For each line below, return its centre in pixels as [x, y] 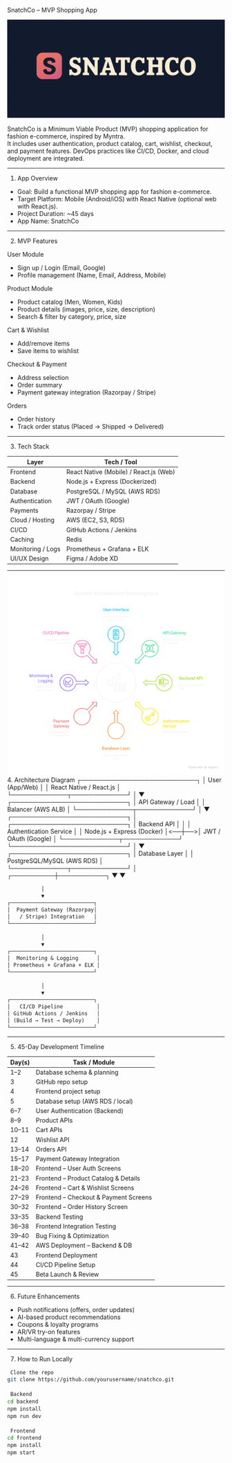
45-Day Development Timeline [61, 1047]
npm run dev [24, 1416]
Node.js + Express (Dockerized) [112, 482]
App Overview [38, 179]
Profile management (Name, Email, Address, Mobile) [91, 275]
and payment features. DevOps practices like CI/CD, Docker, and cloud [108, 151]
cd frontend [24, 1438]
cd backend [23, 1402]
